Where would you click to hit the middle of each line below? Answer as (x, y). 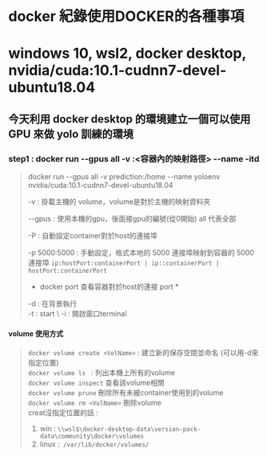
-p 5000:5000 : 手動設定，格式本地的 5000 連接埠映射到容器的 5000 (141, 253)
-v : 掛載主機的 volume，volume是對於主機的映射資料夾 (119, 202)
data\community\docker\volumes (92, 437)
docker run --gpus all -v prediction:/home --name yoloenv (124, 177)
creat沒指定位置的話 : (63, 413)
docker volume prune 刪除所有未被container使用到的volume (126, 393)
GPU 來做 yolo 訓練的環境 (71, 134)
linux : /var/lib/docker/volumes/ (94, 444)
